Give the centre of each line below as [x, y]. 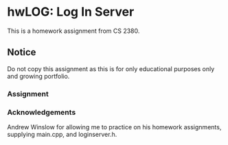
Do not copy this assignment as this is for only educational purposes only [111, 68]
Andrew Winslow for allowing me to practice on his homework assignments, [114, 127]
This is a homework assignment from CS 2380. [73, 31]
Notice [22, 52]
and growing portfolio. [38, 76]
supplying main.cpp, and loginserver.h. [62, 134]
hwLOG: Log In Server [71, 12]
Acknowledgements [42, 112]
